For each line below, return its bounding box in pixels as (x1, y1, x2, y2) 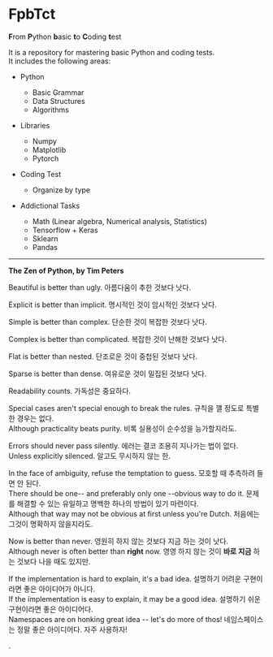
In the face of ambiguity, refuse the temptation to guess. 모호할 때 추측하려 (8, 468, 255, 478)
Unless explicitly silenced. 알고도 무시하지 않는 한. (8, 451, 171, 460)
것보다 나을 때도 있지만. (16, 556, 91, 566)
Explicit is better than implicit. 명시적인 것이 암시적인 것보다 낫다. (8, 300, 218, 309)
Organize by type (32, 184, 91, 195)
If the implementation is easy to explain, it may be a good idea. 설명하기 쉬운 (8, 594, 262, 603)
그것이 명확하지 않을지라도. (8, 519, 93, 529)
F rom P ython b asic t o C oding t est (8, 32, 122, 41)
